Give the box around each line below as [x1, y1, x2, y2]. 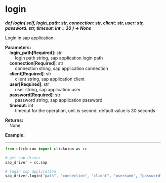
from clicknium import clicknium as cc [5, 146, 87, 151]
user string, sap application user [14, 86, 81, 92]
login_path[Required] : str [9, 50, 62, 56]
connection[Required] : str [9, 60, 64, 66]
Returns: [5, 117, 24, 123]
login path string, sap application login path [14, 55, 103, 61]
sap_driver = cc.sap [5, 160, 48, 165]
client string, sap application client [14, 76, 85, 82]
